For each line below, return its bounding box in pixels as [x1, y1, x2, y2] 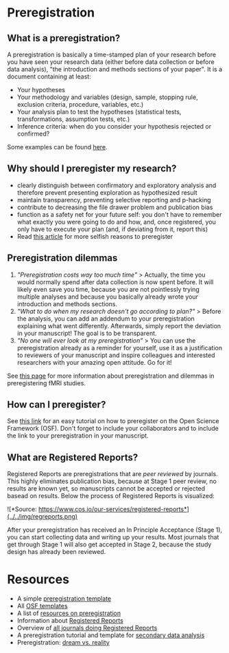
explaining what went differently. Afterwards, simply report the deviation [16, 321, 221, 330]
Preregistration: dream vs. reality [16, 639, 110, 647]
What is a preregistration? [7, 32, 121, 44]
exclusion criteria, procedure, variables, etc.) [16, 100, 144, 108]
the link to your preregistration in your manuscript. [7, 431, 149, 440]
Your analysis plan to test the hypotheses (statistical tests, [16, 108, 182, 116]
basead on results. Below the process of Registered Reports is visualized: [7, 492, 215, 500]
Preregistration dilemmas [7, 253, 118, 264]
